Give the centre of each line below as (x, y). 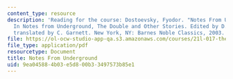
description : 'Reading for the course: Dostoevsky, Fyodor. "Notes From (114, 20)
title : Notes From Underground (52, 58)
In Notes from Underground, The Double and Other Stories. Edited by (116, 26)
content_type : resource (42, 13)
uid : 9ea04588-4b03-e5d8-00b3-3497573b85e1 (71, 65)
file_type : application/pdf (48, 45)
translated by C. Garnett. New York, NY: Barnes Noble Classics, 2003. (119, 33)
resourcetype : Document (42, 52)
